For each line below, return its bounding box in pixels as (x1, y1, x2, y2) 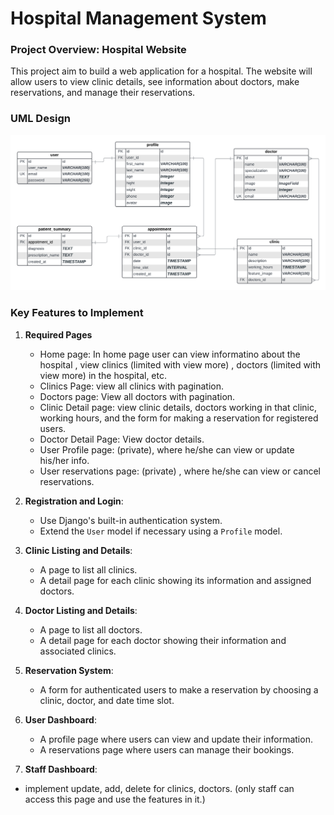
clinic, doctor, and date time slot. (39, 694, 175, 706)
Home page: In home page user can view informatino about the (39, 348, 301, 360)
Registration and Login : (24, 495, 124, 507)
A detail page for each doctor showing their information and (39, 634, 287, 646)
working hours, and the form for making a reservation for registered (39, 412, 319, 424)
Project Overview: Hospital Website (10, 43, 187, 57)
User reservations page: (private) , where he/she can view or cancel (39, 465, 322, 477)
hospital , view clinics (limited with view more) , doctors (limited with (39, 358, 322, 371)
